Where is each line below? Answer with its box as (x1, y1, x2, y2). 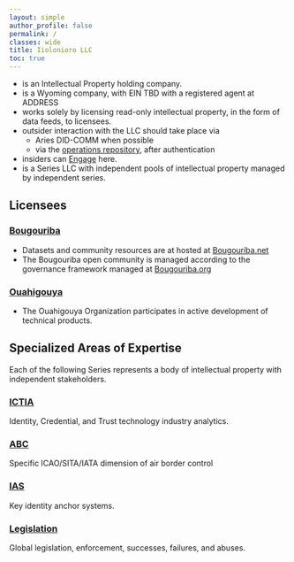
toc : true (9, 54, 46, 63)
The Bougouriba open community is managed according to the (21, 254, 251, 265)
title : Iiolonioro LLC (9, 46, 93, 55)
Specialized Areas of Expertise (9, 341, 183, 356)
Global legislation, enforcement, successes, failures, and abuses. (9, 542, 245, 553)
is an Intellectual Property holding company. (21, 79, 183, 89)
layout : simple (9, 12, 65, 22)
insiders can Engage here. (21, 154, 117, 164)
